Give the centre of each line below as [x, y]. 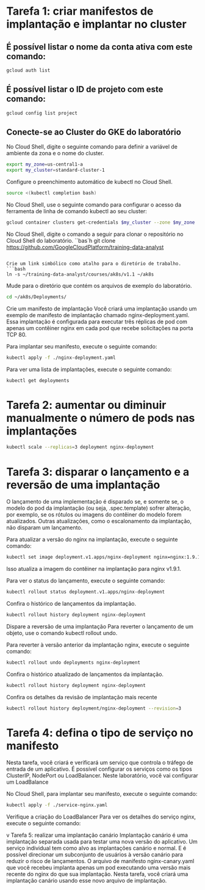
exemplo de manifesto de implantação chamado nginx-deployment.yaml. [98, 315]
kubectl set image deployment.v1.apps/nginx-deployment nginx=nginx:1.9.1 [103, 557]
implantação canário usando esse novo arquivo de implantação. [87, 881]
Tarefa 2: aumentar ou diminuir [86, 405]
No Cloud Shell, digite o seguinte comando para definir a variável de [92, 147]
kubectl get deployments [38, 380]
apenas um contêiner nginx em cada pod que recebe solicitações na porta [100, 328]
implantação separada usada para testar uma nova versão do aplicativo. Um [102, 842]
